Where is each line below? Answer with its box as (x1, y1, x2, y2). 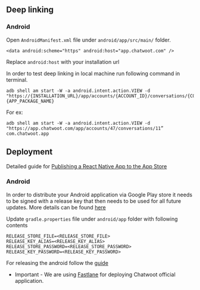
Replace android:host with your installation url (6, 58, 120, 65)
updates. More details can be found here (6, 203, 106, 211)
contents (6, 221, 28, 229)
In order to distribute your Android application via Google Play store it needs (6, 191, 192, 198)
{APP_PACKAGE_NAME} (6, 98, 55, 104)
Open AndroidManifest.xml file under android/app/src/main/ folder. (6, 36, 171, 44)
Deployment (6, 147, 53, 157)
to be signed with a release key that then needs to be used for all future (6, 197, 182, 205)
